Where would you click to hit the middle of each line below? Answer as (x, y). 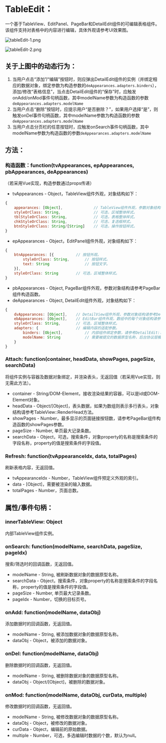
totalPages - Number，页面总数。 (46, 491)
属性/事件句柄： (29, 508)
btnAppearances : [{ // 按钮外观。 (58, 255)
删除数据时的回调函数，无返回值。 (40, 665)
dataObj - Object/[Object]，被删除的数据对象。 (60, 682)
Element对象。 (27, 399)
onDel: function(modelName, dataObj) (52, 654)
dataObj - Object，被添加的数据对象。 (51, 641)
